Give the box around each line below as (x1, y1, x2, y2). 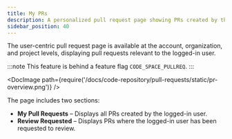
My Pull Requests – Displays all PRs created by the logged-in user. (17, 109, 208, 118)
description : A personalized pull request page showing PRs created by (7, 17, 217, 23)
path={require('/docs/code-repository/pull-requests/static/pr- (41, 76, 218, 84)
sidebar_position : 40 (7, 23, 70, 30)
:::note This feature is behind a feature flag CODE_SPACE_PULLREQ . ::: (7, 63, 195, 71)
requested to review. (17, 125, 76, 133)
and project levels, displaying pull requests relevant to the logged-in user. (7, 49, 216, 57)
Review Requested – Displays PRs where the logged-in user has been (17, 117, 217, 125)
